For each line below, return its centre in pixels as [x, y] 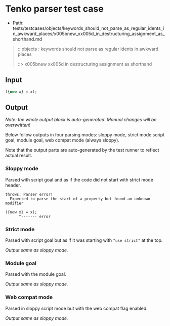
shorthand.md [27, 39]
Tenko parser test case [54, 9]
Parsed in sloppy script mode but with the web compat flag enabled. [76, 308]
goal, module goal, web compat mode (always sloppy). [62, 140]
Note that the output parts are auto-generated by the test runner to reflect [82, 150]
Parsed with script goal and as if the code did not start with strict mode [79, 179]
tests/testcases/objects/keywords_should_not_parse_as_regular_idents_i [88, 28]
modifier [14, 203]
